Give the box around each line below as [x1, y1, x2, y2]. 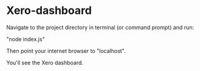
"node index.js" [6, 35, 45, 42]
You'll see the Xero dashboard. [6, 59, 84, 66]
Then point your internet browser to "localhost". [6, 47, 126, 55]
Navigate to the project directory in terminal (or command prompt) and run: [6, 24, 195, 31]
